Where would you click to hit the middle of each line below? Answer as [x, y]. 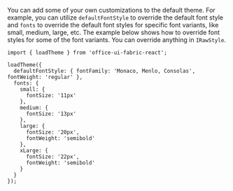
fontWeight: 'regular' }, [45, 77]
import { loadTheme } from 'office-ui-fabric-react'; [87, 52]
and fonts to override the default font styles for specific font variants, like [113, 25]
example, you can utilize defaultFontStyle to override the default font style [115, 17]
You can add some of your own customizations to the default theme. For [111, 10]
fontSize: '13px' [51, 114]
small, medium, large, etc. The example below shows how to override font [114, 32]
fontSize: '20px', [52, 132]
